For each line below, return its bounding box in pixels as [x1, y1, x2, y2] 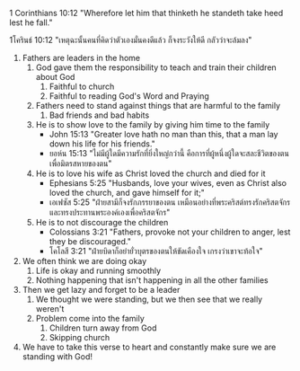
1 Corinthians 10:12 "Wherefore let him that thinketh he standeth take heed [9, 8, 284, 18]
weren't [35, 304, 65, 314]
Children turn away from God [49, 322, 157, 333]
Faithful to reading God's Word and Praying [49, 91, 209, 102]
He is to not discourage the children [35, 217, 169, 227]
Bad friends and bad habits [49, 110, 150, 120]
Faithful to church [49, 81, 115, 92]
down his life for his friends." [49, 138, 155, 149]
